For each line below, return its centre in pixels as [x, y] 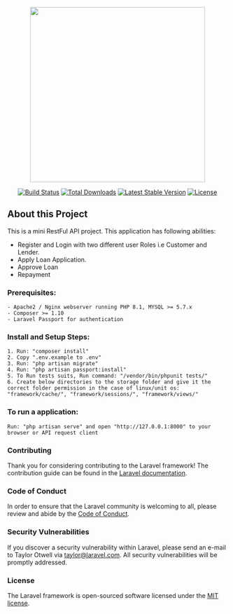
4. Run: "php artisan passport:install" [67, 370]
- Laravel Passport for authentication [65, 320]
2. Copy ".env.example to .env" [54, 357]
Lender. [28, 252]
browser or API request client [53, 432]
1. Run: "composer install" [48, 352]
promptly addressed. [37, 562]
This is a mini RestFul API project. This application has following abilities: [112, 231]
